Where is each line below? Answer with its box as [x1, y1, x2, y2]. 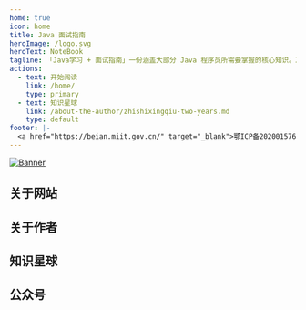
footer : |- [9, 124, 51, 133]
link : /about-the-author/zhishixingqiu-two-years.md [25, 107, 230, 116]
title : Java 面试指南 [9, 30, 87, 39]
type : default [25, 115, 79, 124]
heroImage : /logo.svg [9, 38, 92, 48]
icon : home [9, 22, 51, 31]
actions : [9, 65, 43, 74]
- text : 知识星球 [17, 98, 78, 108]
